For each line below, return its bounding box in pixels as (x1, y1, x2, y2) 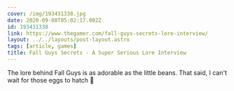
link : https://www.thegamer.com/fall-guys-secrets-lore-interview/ (7, 29, 209, 37)
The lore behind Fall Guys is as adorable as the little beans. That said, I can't (7, 68, 228, 77)
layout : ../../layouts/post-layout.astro (7, 36, 130, 43)
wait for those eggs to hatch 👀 (7, 76, 95, 84)
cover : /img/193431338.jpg (7, 10, 86, 17)
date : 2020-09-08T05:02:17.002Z (7, 17, 102, 24)
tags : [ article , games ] (7, 43, 77, 50)
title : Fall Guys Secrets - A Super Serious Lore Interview (7, 50, 187, 57)
